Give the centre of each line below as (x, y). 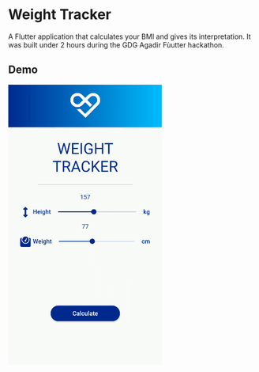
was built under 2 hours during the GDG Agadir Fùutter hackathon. (116, 44)
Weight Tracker (60, 15)
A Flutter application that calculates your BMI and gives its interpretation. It (129, 36)
